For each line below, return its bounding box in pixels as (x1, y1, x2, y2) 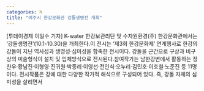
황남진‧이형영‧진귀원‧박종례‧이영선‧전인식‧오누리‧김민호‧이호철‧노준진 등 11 (17, 62, 192, 70)
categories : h (6, 9, 43, 15)
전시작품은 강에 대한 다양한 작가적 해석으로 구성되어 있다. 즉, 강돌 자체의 (19, 70, 191, 78)
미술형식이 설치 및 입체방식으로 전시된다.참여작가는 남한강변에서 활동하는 (17, 55, 192, 62)
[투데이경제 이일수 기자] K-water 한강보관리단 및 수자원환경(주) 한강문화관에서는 (6, 32, 198, 40)
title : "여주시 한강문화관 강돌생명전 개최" (6, 15, 103, 21)
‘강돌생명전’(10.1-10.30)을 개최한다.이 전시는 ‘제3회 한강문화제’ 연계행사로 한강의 (6, 40, 198, 47)
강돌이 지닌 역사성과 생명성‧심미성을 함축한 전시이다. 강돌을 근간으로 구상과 (6, 47, 185, 55)
